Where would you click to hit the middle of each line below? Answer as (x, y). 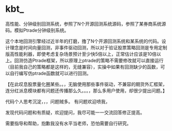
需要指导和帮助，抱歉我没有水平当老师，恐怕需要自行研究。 (68, 123)
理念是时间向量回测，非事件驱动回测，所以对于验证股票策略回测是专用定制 (88, 47)
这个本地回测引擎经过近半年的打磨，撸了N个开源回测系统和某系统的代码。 (83, 41)
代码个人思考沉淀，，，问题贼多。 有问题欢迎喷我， (58, 101)
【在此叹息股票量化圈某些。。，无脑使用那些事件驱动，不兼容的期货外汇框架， (86, 84)
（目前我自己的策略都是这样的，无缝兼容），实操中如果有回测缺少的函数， (83, 67)
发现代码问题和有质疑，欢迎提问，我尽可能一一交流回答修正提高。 (75, 112)
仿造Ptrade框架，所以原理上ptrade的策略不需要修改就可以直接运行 (93, 60)
